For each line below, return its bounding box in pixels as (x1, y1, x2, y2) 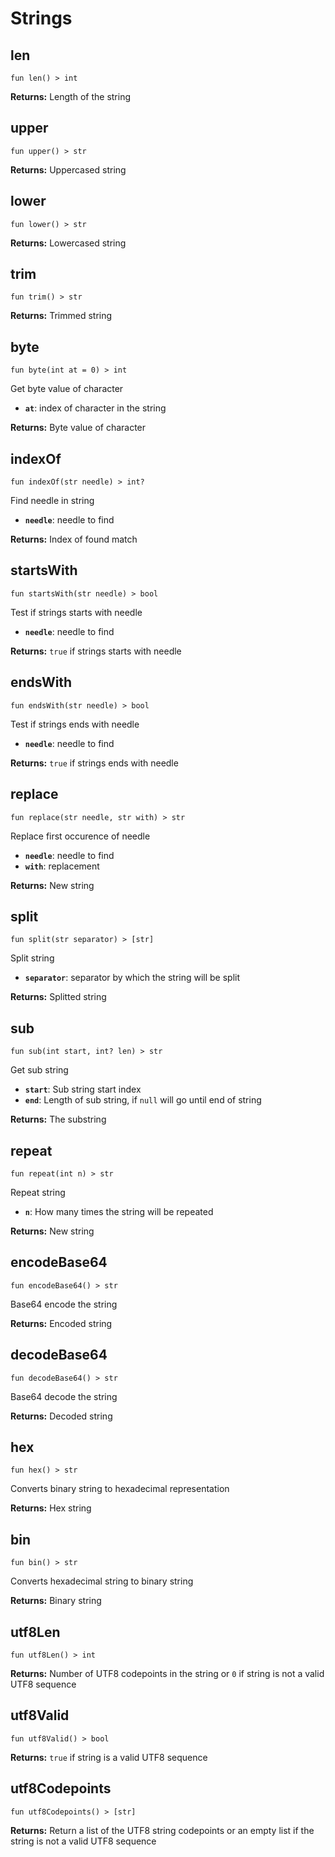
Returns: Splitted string (10, 991, 107, 1003)
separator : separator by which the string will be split (24, 972, 241, 984)
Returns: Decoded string (10, 1410, 113, 1422)
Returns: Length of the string (10, 91, 132, 102)
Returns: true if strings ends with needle (10, 757, 179, 769)
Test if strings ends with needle (10, 718, 140, 730)
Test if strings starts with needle (10, 606, 143, 618)
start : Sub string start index (24, 1083, 142, 1096)
